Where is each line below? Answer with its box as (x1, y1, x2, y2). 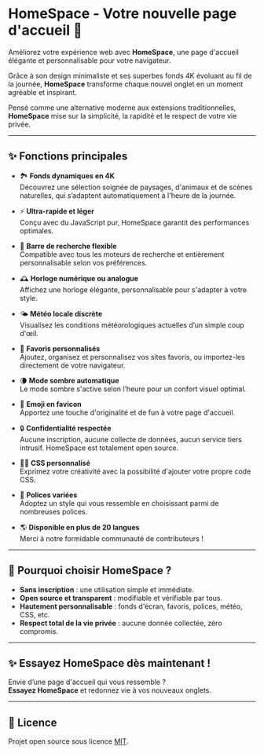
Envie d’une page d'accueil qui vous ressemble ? (8, 677, 167, 687)
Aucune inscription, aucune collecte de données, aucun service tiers (19, 434, 242, 444)
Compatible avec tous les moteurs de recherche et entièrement (19, 249, 225, 259)
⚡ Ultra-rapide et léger (19, 206, 94, 216)
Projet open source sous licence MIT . (8, 737, 129, 746)
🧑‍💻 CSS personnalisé (19, 458, 90, 467)
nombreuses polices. (19, 507, 88, 516)
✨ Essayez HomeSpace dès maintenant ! (8, 657, 211, 670)
